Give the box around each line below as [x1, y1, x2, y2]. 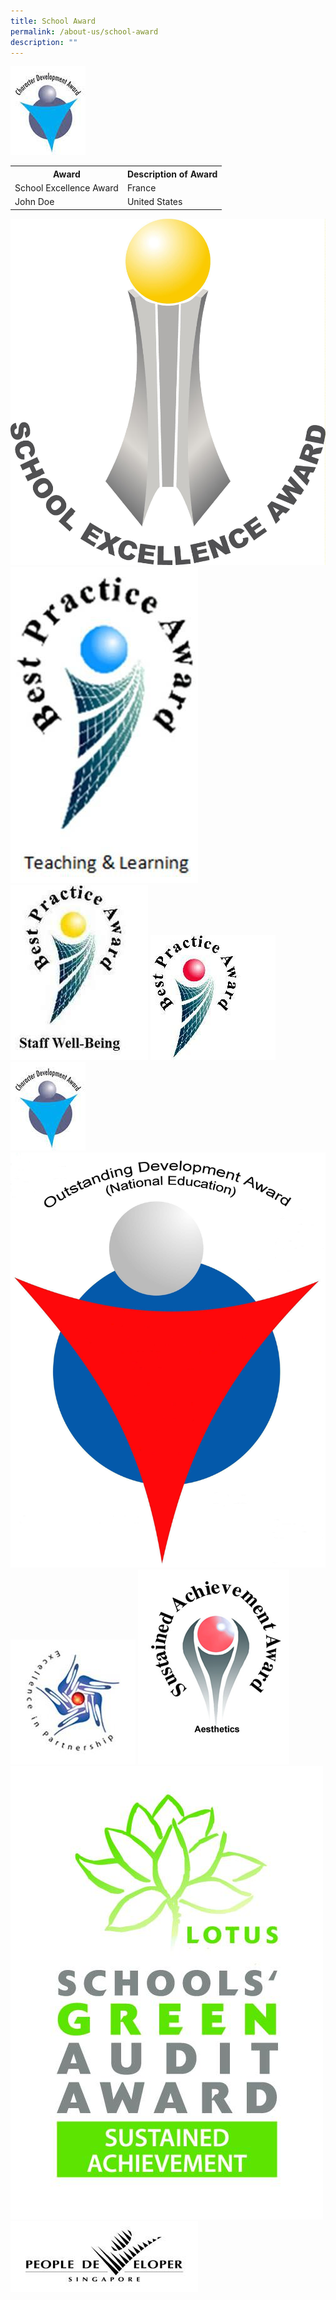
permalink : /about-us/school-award [10, 26, 159, 37]
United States [126, 196, 183, 208]
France [126, 182, 157, 194]
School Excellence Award [14, 182, 119, 194]
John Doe [14, 196, 55, 208]
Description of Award [126, 168, 218, 180]
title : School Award [10, 16, 97, 26]
